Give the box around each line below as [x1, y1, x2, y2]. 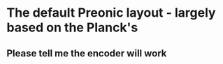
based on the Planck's [6, 19, 138, 35]
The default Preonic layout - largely [6, 5, 216, 21]
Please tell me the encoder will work [6, 47, 167, 59]
